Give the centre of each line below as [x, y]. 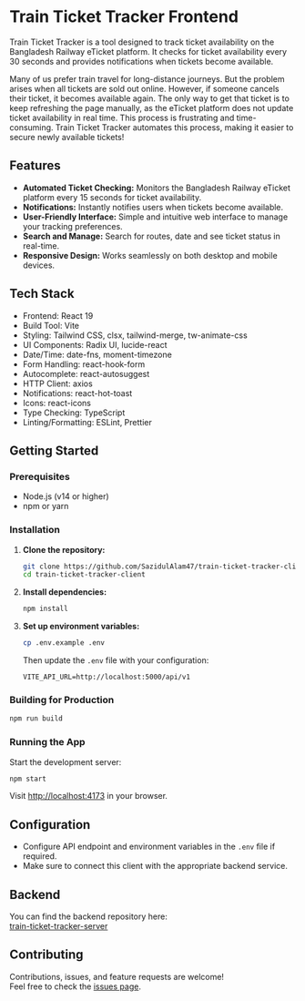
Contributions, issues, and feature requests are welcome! [117, 976]
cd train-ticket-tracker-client [84, 575]
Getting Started [54, 450]
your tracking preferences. [72, 226]
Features [35, 166]
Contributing [46, 955]
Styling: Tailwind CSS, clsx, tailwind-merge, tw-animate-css [135, 335]
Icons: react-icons [56, 403]
